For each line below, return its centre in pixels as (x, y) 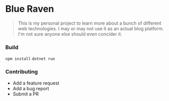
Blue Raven (30, 9)
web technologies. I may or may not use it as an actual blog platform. (91, 28)
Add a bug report (31, 88)
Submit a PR (26, 94)
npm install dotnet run (30, 59)
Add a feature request (36, 83)
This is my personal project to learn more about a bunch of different (90, 23)
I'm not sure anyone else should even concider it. (70, 34)
